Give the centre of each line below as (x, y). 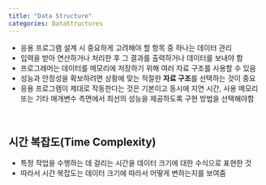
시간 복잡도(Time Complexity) (82, 142)
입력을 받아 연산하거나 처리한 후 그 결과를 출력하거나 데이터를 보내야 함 (131, 58)
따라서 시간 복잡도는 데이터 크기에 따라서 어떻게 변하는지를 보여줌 (123, 173)
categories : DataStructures (56, 24)
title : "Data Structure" (50, 16)
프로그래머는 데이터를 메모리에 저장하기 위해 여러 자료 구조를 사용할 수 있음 (138, 68)
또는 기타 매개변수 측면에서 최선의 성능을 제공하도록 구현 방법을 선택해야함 (137, 98)
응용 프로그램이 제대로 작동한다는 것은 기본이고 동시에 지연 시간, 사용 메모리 (139, 88)
